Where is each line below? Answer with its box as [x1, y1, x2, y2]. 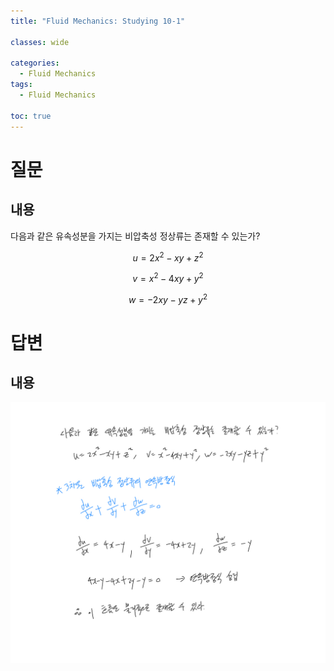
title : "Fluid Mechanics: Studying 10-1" [10, 16, 186, 26]
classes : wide [10, 37, 70, 47]
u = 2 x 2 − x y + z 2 [132, 250, 204, 264]
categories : [10, 58, 60, 69]
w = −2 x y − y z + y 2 [128, 291, 208, 305]
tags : [10, 80, 33, 90]
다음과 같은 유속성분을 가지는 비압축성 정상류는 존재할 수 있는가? [10, 230, 261, 242]
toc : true [10, 111, 52, 121]
